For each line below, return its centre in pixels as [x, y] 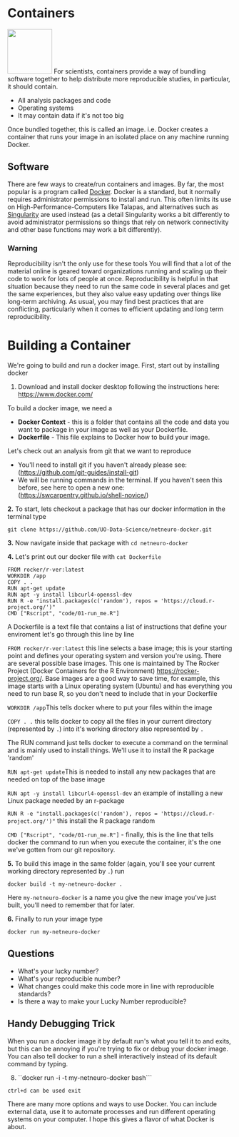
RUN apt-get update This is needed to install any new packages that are [112, 772]
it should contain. [33, 86]
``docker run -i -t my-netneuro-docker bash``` [85, 1077]
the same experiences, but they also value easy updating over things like [115, 294]
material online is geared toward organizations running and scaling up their [117, 271]
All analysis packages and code [64, 100]
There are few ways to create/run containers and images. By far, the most [116, 184]
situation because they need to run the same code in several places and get [119, 286]
